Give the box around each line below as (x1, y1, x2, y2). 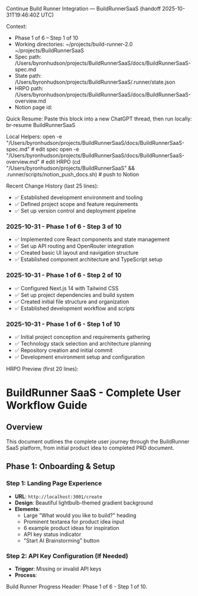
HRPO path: (14, 85, 44, 91)
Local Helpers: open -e (6, 133, 62, 140)
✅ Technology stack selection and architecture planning (14, 340, 152, 347)
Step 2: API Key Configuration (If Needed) (6, 551, 128, 560)
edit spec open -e (35, 145, 79, 153)
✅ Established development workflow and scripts (14, 305, 135, 312)
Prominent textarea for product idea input (23, 518, 125, 525)
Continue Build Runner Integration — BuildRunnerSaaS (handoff (6, 5, 161, 12)
